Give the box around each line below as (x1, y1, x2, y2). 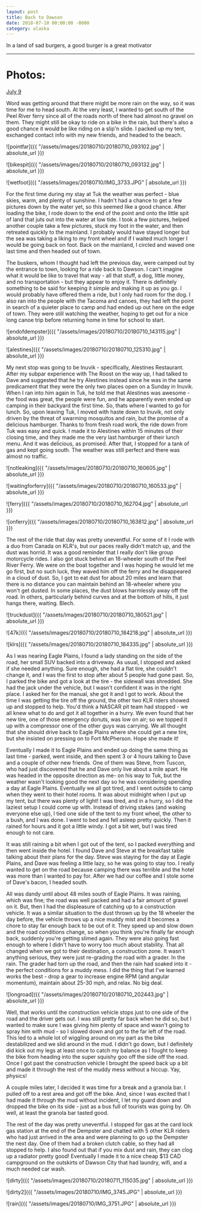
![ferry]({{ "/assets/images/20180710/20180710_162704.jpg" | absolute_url (6, 500, 188, 508)
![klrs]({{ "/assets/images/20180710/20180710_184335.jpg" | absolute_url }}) (6, 641, 193, 648)
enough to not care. (6, 829, 55, 836)
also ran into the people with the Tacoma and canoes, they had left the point (6, 297, 194, 305)
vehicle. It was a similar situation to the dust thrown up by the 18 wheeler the (6, 909, 195, 916)
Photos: (6, 68, 46, 82)
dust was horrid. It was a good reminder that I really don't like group (6, 549, 173, 556)
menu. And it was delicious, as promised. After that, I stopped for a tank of (6, 440, 190, 447)
